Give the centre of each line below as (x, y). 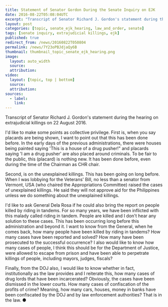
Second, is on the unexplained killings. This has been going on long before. (82, 174)
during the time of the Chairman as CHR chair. (52, 165)
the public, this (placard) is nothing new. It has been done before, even (78, 159)
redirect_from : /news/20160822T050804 (45, 43)
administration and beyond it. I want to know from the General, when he (79, 227)
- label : (19, 98)
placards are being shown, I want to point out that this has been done (76, 138)
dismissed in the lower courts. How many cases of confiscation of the (77, 284)
